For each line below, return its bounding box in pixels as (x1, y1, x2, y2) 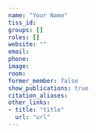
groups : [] (8, 26, 44, 34)
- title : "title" (8, 106, 65, 114)
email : (8, 48, 30, 56)
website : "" (8, 41, 47, 49)
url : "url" (15, 113, 51, 121)
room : (8, 70, 26, 77)
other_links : (8, 99, 51, 106)
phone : (8, 56, 30, 63)
